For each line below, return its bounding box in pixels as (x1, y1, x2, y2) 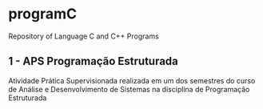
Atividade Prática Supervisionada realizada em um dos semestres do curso (8, 75, 256, 85)
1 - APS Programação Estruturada (8, 54, 178, 68)
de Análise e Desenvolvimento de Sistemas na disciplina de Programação (8, 84, 250, 94)
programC (8, 5, 78, 23)
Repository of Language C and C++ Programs (8, 31, 160, 41)
